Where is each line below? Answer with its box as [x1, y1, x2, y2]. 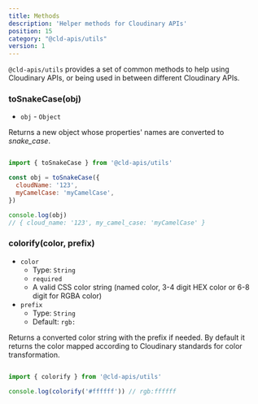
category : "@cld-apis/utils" [8, 34, 107, 43]
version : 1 [8, 42, 46, 50]
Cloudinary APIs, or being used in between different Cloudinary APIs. [8, 73, 240, 83]
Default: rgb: [32, 316, 76, 326]
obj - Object [20, 111, 61, 122]
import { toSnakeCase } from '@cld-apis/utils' [8, 159, 173, 167]
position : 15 [8, 27, 53, 35]
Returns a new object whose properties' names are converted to [8, 128, 225, 137]
